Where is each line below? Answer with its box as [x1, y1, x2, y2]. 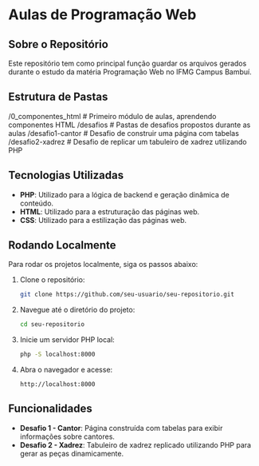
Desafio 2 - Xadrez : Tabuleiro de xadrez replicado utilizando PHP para [19, 440, 252, 449]
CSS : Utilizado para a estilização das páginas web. [19, 215, 187, 225]
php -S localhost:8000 [19, 350, 96, 359]
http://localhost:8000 [19, 380, 96, 388]
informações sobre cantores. [19, 432, 116, 441]
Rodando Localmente [8, 238, 116, 253]
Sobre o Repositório [8, 38, 109, 51]
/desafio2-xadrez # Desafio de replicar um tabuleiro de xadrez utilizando [8, 137, 247, 146]
